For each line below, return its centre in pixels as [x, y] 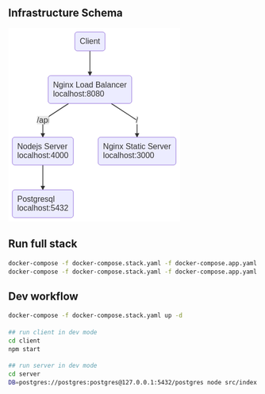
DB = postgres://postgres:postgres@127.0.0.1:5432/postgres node [115, 383]
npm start [25, 349]
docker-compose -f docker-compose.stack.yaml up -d [95, 316]
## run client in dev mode [53, 332]
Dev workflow [43, 296]
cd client [25, 341]
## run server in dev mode [53, 366]
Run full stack [43, 244]
